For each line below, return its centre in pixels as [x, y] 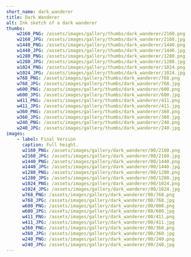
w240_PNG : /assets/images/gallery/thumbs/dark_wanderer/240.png [98, 123]
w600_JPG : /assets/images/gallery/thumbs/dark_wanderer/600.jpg [98, 95]
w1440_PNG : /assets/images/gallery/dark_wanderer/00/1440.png [101, 162]
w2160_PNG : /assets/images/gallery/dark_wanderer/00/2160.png [101, 150]
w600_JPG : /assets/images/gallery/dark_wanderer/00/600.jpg [98, 211]
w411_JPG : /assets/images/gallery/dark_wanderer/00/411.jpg [98, 222]
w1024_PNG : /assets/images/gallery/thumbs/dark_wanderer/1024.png [101, 67]
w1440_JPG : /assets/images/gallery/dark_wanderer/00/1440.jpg [101, 167]
